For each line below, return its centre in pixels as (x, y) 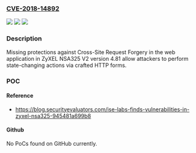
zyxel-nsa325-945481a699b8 (53, 116)
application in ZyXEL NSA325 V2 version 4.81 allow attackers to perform (97, 58)
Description (24, 39)
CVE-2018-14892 (33, 9)
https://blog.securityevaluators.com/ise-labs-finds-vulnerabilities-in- (102, 109)
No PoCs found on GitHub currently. (52, 143)
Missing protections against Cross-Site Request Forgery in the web (91, 52)
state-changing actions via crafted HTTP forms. (66, 65)
